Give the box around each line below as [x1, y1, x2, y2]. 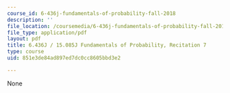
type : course [7, 49, 44, 55]
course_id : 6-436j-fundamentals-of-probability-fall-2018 [7, 10, 176, 17]
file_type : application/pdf [7, 29, 88, 36]
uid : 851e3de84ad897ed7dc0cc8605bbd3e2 [7, 55, 121, 62]
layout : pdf [7, 36, 41, 42]
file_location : [7, 23, 51, 29]
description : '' [7, 16, 53, 23]
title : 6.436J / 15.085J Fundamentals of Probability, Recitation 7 [7, 42, 207, 49]
